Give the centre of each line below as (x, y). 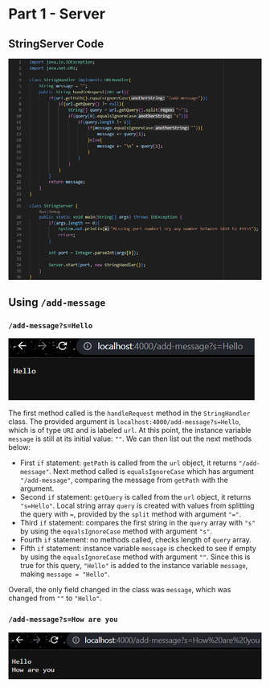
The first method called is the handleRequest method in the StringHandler (129, 413)
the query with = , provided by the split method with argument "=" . (131, 514)
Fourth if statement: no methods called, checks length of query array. (135, 540)
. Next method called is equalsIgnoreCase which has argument (152, 472)
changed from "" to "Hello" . (55, 598)
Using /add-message (57, 303)
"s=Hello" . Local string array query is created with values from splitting (137, 506)
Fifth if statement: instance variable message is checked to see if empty (138, 549)
